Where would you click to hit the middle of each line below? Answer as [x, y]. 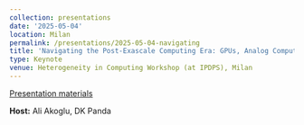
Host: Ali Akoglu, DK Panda [60, 111]
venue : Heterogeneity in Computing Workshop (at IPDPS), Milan [131, 68]
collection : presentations [60, 18]
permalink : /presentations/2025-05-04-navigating [105, 43]
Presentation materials [51, 93]
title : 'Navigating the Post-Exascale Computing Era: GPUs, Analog [139, 51]
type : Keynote [36, 59]
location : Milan [40, 34]
